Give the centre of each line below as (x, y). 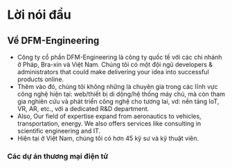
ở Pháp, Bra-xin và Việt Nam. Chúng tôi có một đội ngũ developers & (115, 65)
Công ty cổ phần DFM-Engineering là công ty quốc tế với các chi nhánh (119, 57)
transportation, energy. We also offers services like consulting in (109, 124)
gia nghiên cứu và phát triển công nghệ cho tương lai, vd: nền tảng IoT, (118, 101)
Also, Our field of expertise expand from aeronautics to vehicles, (109, 116)
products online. (41, 79)
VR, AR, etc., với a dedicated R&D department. (83, 109)
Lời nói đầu (39, 15)
